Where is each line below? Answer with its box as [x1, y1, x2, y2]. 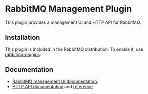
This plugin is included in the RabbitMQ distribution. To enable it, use [5, 46, 144, 52]
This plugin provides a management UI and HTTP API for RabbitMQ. [5, 19, 142, 25]
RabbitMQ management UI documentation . [12, 78, 99, 84]
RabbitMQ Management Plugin [5, 3, 132, 15]
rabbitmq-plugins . [5, 51, 42, 57]
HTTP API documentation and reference [12, 83, 93, 89]
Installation [5, 33, 40, 42]
